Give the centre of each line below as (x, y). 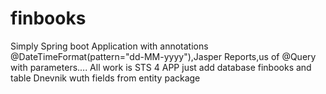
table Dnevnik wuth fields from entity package (105, 78)
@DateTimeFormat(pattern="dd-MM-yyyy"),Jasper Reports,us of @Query (163, 56)
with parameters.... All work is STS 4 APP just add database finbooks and (161, 67)
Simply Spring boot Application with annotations (109, 46)
